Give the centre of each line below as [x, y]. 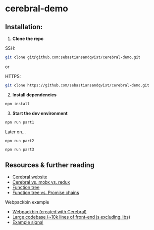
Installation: [24, 27]
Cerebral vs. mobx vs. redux [41, 182]
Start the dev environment [40, 113]
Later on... [16, 132]
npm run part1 [20, 122]
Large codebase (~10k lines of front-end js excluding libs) [71, 217]
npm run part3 [20, 150]
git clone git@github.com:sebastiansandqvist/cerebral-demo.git [73, 57]
